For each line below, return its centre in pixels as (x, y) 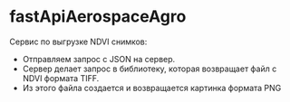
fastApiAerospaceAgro (98, 17)
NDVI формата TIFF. (61, 78)
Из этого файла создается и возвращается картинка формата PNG (152, 88)
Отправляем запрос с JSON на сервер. (99, 59)
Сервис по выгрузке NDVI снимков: (78, 42)
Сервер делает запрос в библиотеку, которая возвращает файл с (150, 69)
